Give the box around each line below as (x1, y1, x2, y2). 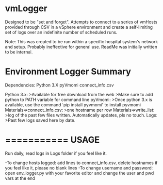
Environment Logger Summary (5, 66, 131, 77)
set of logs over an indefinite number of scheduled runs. (5, 29, 117, 35)
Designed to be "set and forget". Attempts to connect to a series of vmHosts (5, 19, 158, 25)
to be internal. (5, 49, 33, 55)
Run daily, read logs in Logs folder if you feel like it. (5, 150, 107, 156)
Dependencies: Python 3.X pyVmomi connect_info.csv (5, 82, 114, 88)
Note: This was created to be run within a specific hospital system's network (5, 38, 158, 44)
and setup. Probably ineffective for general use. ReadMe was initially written (5, 44, 158, 50)
